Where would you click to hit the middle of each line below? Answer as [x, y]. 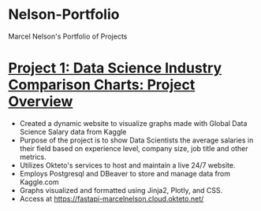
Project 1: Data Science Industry [115, 68]
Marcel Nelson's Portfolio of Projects [68, 36]
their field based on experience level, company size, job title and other [134, 148]
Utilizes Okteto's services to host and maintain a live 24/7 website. [127, 165]
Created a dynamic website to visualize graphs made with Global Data [133, 123]
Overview [41, 102]
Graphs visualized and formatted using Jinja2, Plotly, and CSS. [121, 190]
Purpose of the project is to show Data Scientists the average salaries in [136, 140]
